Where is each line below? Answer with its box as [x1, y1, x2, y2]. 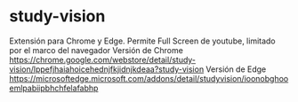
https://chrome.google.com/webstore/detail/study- [9, 54, 197, 65]
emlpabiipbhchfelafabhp [9, 82, 99, 93]
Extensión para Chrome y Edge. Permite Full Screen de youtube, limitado [9, 35, 276, 46]
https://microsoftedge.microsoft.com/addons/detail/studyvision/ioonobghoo [9, 73, 289, 83]
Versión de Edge [205, 64, 267, 75]
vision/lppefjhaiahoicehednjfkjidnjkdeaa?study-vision [9, 64, 205, 75]
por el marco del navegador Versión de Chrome [9, 44, 184, 55]
